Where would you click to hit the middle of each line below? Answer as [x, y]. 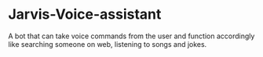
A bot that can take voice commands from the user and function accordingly [131, 36]
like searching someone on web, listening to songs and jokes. [108, 44]
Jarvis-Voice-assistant [85, 14]
